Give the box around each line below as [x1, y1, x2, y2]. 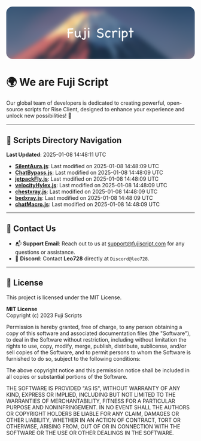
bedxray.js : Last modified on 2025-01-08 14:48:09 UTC [14, 194, 153, 202]
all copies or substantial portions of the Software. [6, 373, 127, 380]
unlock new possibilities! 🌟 [6, 112, 72, 120]
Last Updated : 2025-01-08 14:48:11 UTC [6, 151, 106, 159]
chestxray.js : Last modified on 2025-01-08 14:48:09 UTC [14, 188, 158, 195]
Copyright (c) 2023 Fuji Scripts [6, 312, 83, 319]
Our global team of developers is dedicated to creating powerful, [6, 99, 166, 107]
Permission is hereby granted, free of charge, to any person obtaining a [6, 323, 182, 330]
